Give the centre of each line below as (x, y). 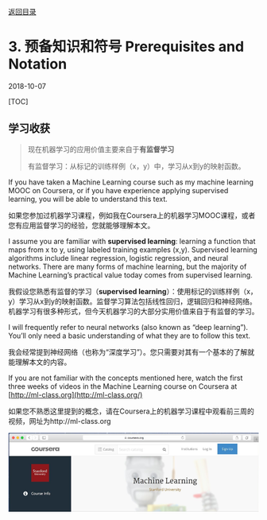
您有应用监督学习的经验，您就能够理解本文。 (81, 225)
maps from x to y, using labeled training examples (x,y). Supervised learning (133, 250)
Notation (38, 64)
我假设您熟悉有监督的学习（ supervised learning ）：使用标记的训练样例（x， (133, 291)
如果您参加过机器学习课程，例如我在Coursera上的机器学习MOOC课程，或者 (132, 215)
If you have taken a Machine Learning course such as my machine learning (131, 182)
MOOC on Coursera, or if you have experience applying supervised (118, 190)
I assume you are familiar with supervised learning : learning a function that (132, 241)
